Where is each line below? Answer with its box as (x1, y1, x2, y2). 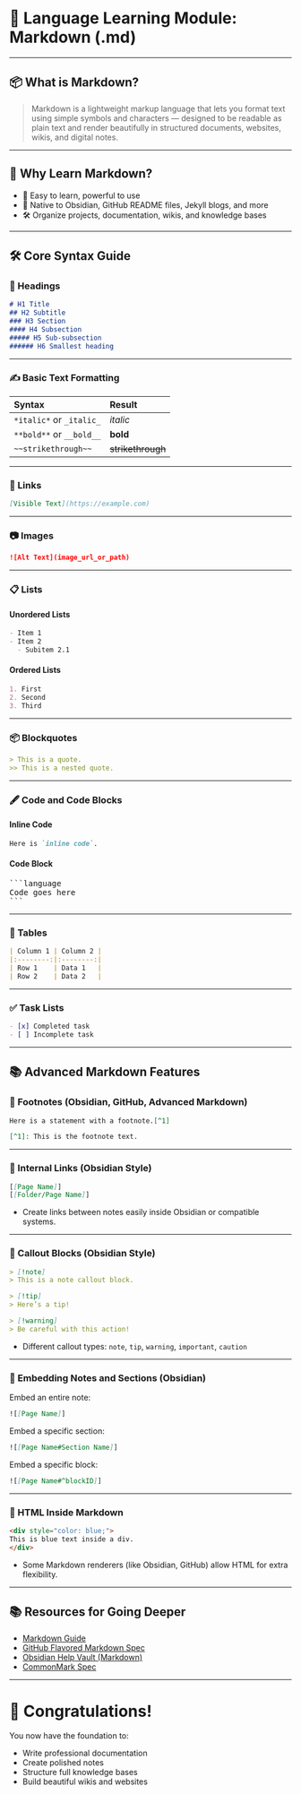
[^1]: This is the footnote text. (9, 1133, 139, 1142)
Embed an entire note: (9, 1393, 91, 1403)
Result (109, 398, 138, 410)
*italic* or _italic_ (13, 413, 101, 426)
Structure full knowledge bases (21, 1767, 138, 1778)
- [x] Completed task (9, 1022, 90, 1031)
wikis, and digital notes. (30, 132, 119, 142)
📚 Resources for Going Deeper (9, 1604, 186, 1620)
